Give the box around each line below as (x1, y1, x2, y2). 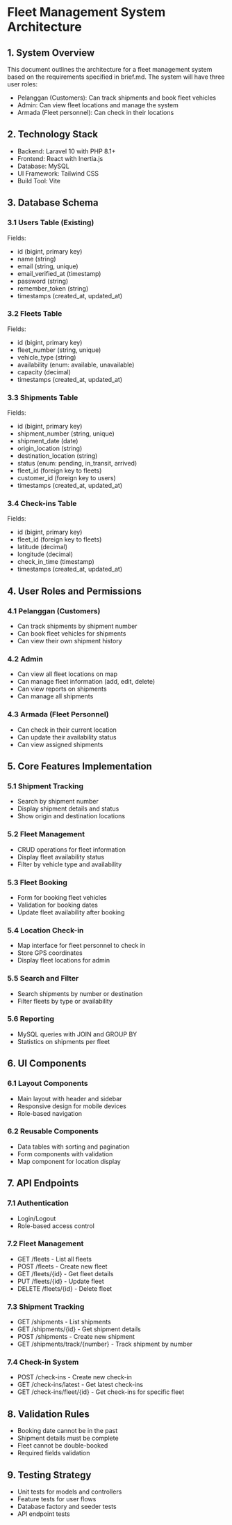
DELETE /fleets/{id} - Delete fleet (17, 1284, 113, 1293)
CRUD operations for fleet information (17, 845, 126, 854)
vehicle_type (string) (17, 353, 76, 361)
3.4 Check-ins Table (7, 499, 77, 509)
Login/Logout (17, 1214, 56, 1223)
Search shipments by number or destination (17, 989, 143, 997)
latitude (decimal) (17, 543, 68, 551)
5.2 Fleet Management (7, 829, 85, 839)
